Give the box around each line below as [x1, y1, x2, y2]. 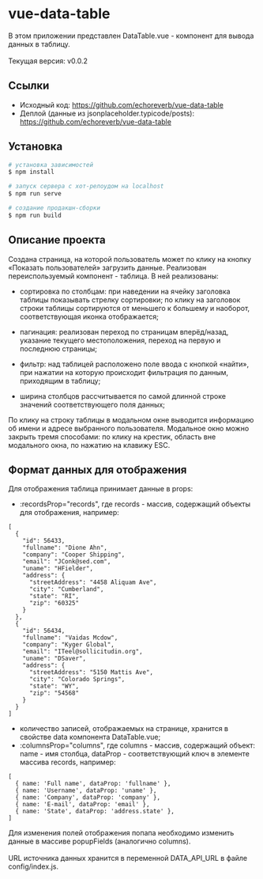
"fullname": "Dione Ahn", [22, 544, 108, 552]
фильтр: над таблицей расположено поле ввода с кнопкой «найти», [19, 359, 250, 369]
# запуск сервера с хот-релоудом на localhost [8, 183, 164, 191]
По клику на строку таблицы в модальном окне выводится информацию [8, 415, 254, 424]
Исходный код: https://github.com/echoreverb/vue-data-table [19, 100, 224, 109]
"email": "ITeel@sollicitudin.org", [22, 648, 144, 656]
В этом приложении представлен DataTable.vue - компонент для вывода [8, 31, 254, 40]
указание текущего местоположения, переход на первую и [19, 335, 221, 345]
